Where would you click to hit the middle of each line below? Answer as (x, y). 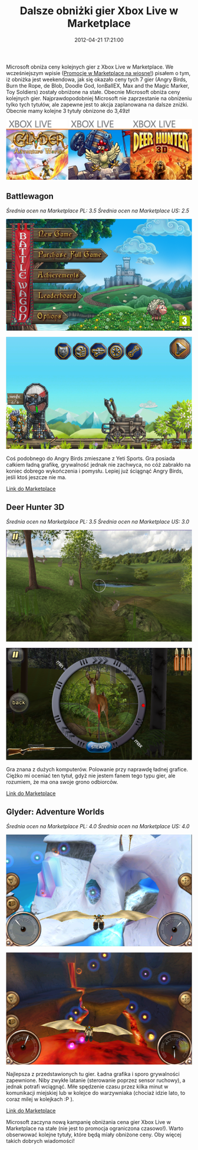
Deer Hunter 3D (35, 507)
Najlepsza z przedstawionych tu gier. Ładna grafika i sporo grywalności (93, 1074)
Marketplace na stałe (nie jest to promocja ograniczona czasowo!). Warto (95, 1128)
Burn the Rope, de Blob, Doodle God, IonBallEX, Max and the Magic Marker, (98, 85)
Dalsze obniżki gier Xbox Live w (99, 11)
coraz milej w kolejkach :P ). (40, 1099)
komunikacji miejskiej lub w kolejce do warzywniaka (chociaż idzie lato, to (96, 1093)
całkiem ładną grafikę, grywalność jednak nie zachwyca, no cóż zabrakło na (98, 465)
